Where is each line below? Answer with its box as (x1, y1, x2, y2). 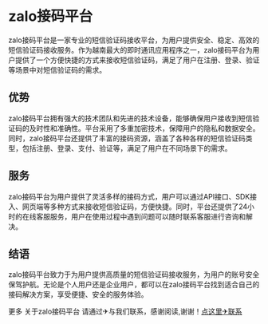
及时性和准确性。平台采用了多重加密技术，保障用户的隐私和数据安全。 (29, 123, 260, 132)
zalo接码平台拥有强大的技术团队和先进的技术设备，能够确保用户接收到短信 (8, 113, 253, 123)
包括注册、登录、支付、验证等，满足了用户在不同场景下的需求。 (22, 143, 232, 152)
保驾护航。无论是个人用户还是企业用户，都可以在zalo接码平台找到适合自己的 (8, 280, 260, 290)
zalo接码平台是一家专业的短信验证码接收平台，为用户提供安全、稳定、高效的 (8, 35, 260, 45)
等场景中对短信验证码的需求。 (8, 65, 106, 74)
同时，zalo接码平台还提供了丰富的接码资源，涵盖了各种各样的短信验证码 (8, 133, 246, 143)
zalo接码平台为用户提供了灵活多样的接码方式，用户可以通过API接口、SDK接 (8, 192, 258, 201)
